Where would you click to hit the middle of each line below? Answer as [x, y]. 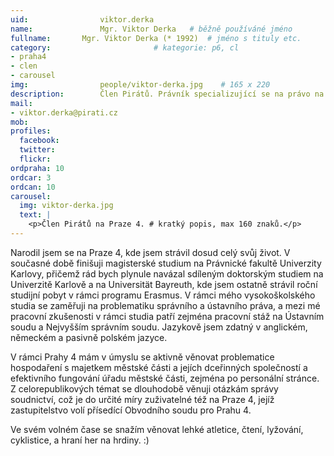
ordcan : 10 [33, 187]
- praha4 [28, 57]
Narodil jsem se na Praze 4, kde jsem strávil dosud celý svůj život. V [150, 252]
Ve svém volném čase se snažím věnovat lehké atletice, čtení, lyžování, [157, 429]
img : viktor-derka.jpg [66, 206]
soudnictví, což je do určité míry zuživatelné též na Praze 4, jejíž [142, 399]
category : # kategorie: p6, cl [125, 47]
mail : [21, 103]
